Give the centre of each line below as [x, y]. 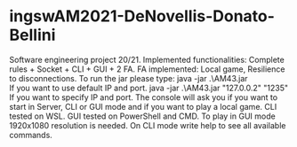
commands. [31, 135]
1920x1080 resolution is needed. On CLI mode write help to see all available [148, 125]
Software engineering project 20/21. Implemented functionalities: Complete [147, 59]
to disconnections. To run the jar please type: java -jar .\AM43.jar [128, 78]
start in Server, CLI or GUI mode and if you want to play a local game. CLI [143, 106]
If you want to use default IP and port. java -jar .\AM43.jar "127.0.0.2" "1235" [149, 88]
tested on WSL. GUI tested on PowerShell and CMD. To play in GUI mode [142, 116]
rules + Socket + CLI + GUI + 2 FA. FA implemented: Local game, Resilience [147, 69]
